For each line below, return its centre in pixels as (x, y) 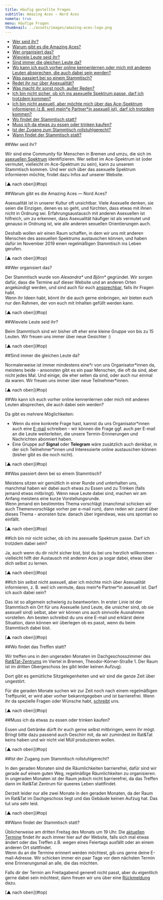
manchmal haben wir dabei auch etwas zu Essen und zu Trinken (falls (75, 488)
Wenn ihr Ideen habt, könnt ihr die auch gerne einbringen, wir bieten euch (79, 298)
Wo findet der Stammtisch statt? (44, 120)
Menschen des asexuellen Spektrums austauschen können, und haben (76, 238)
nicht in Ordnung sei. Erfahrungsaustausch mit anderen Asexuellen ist (75, 213)
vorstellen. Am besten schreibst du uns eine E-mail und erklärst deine (75, 617)
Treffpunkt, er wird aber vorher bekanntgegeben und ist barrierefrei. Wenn (80, 696)
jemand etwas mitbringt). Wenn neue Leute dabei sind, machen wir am (76, 493)
